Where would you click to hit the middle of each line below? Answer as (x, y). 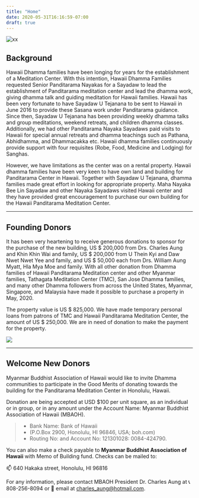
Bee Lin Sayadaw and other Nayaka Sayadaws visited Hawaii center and (94, 190)
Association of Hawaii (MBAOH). (46, 414)
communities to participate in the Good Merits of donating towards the (92, 384)
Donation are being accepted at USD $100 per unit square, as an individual (97, 402)
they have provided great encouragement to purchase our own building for (97, 197)
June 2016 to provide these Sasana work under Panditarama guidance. (93, 110)
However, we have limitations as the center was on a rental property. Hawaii (99, 166)
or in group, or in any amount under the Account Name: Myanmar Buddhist (97, 408)
